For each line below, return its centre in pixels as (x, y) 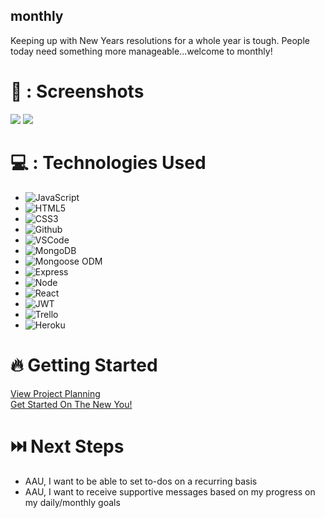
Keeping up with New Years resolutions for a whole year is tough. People (160, 40)
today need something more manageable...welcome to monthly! (141, 51)
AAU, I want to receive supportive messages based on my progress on (170, 491)
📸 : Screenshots (77, 91)
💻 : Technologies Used (108, 162)
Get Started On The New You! (71, 404)
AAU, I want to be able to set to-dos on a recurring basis (141, 481)
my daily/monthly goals (72, 502)
